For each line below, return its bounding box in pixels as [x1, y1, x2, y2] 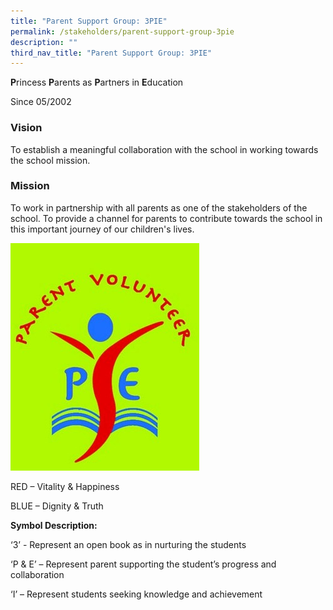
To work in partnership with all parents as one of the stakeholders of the [10, 201, 308, 214]
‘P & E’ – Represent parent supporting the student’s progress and [10, 558, 277, 570]
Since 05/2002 [10, 96, 72, 108]
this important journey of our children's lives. [10, 223, 195, 235]
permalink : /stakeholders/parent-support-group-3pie [10, 26, 235, 37]
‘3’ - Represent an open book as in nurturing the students [10, 538, 247, 550]
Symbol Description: [10, 519, 98, 531]
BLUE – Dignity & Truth [10, 500, 104, 512]
